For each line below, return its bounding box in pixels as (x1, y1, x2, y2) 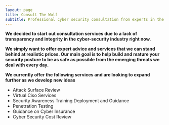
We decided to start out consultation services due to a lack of (5, 31, 138, 37)
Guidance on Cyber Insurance (12, 108, 75, 114)
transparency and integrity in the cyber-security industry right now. (5, 36, 151, 42)
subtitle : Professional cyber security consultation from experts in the (5, 17, 164, 22)
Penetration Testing (12, 103, 54, 109)
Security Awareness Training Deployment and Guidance (12, 98, 130, 104)
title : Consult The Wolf (5, 12, 58, 17)
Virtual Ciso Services (12, 92, 57, 99)
